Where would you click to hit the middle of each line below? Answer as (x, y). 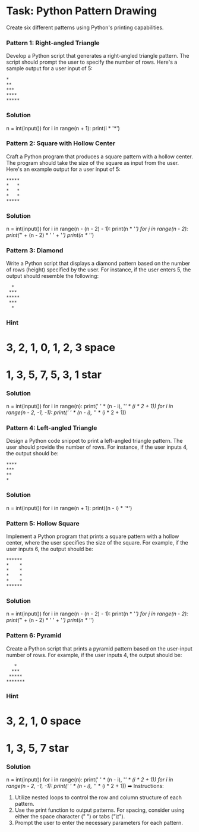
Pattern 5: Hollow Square (43, 523)
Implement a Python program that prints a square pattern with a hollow (93, 536)
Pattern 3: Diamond (35, 251)
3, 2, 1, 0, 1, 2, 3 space (61, 347)
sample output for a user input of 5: (50, 68)
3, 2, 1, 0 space (44, 721)
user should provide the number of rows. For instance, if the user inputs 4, (97, 447)
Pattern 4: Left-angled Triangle (52, 428)
